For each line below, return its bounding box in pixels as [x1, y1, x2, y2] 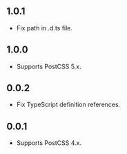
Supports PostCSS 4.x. [16, 139, 82, 147]
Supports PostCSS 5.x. [16, 62, 81, 70]
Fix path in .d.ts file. [16, 23, 73, 32]
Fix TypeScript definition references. [16, 100, 121, 109]
